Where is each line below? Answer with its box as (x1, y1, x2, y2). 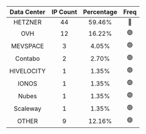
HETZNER (13, 18, 42, 26)
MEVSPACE (11, 42, 44, 50)
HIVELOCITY (9, 67, 46, 75)
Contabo (15, 54, 40, 62)
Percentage (83, 8, 117, 16)
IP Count (51, 8, 77, 16)
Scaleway (13, 104, 41, 113)
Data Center (9, 8, 46, 16)
